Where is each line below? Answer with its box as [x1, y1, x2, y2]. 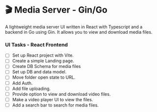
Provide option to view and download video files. [12, 91, 111, 97]
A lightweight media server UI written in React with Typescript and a [5, 23, 143, 30]
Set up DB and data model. [12, 69, 67, 75]
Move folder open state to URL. [12, 74, 76, 80]
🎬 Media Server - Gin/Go [5, 4, 108, 16]
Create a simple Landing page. [12, 58, 75, 64]
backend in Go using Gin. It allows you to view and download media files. [5, 29, 153, 35]
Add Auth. [12, 80, 33, 86]
